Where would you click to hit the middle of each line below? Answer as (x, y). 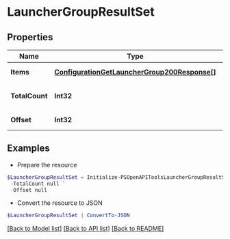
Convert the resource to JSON (60, 203)
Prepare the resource (47, 165)
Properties (30, 37)
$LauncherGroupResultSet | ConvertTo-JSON (68, 216)
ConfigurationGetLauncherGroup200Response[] (136, 72)
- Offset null (29, 190)
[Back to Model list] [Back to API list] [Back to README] (86, 229)
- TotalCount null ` (38, 184)
